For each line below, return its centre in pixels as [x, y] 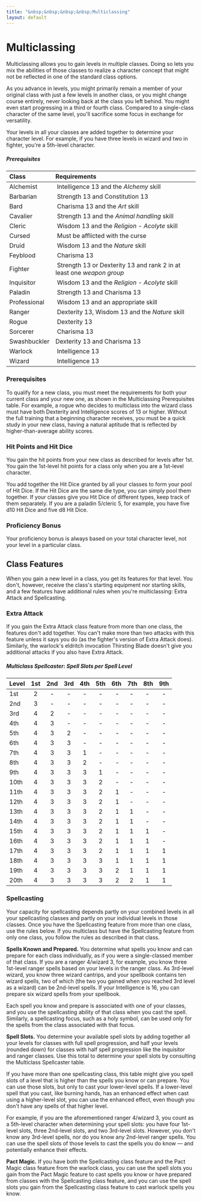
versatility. [19, 121]
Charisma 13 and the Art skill [98, 206]
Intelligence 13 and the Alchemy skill [109, 187]
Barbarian [23, 197]
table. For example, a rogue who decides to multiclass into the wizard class [99, 405]
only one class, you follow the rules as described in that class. [83, 937]
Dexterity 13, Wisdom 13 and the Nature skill [121, 312]
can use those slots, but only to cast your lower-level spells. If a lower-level [99, 1087]
